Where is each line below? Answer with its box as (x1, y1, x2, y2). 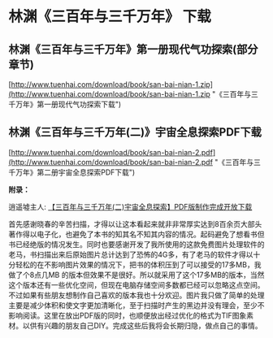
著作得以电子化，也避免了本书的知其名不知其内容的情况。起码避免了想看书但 (8, 229, 265, 239)
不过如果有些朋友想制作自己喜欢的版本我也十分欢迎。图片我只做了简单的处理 (8, 290, 265, 300)
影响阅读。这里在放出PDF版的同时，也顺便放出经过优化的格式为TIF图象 (8, 310, 247, 320)
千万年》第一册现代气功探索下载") (8, 99, 122, 109)
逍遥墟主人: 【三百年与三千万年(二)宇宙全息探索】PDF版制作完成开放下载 (8, 201, 253, 211)
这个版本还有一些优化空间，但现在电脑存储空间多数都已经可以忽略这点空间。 (8, 279, 265, 289)
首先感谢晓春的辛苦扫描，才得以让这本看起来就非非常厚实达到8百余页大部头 (8, 219, 262, 228)
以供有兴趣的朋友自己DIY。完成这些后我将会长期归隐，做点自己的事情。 (22, 320, 262, 330)
